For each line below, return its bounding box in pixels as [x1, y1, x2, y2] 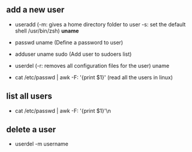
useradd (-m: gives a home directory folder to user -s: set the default [14, 20, 186, 28]
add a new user [6, 5, 65, 15]
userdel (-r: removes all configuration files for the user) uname [14, 62, 170, 69]
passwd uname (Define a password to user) [14, 38, 124, 46]
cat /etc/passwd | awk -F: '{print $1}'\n [14, 107, 111, 114]
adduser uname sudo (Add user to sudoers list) [14, 50, 132, 58]
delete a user [6, 124, 56, 135]
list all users [6, 91, 53, 102]
